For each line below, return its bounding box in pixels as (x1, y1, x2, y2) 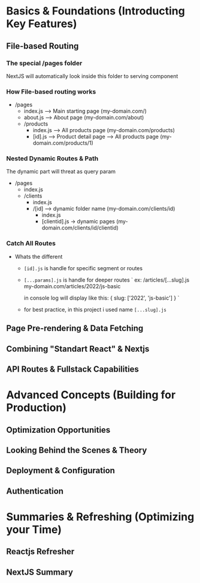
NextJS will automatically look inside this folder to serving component (6, 72, 178, 79)
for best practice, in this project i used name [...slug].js (23, 306, 166, 313)
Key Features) (6, 17, 77, 31)
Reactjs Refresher (6, 546, 75, 557)
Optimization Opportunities (6, 424, 111, 435)
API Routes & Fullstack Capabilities (6, 364, 140, 374)
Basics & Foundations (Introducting (6, 4, 186, 18)
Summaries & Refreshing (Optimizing (6, 510, 195, 524)
